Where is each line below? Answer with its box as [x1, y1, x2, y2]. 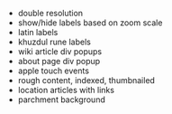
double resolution [17, 8, 84, 18]
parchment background [17, 94, 105, 105]
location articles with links [17, 85, 115, 95]
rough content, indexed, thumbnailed [17, 75, 156, 85]
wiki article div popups [17, 46, 103, 57]
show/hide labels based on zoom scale [17, 17, 163, 28]
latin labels [17, 27, 59, 37]
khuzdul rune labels [17, 36, 92, 47]
